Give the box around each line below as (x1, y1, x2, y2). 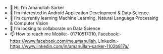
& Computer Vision (9, 20, 49, 26)
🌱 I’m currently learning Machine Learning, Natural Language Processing (9, 15, 159, 21)
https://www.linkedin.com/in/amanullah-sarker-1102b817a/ (9, 43, 129, 49)
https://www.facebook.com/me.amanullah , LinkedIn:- (9, 38, 119, 44)
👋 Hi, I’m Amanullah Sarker (9, 5, 64, 10)
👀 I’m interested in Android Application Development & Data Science (9, 10, 149, 16)
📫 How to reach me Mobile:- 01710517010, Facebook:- (9, 31, 122, 37)
